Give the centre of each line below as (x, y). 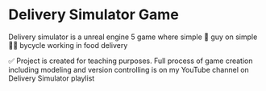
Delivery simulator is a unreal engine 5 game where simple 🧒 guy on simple (133, 37)
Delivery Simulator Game (94, 15)
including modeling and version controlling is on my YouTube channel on (129, 69)
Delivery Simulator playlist (52, 78)
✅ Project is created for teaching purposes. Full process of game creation (131, 61)
